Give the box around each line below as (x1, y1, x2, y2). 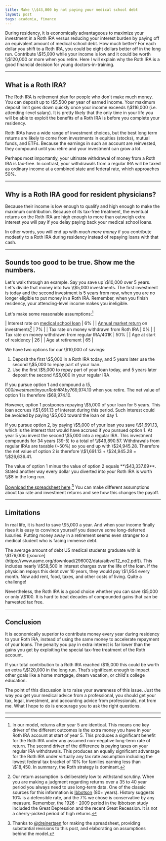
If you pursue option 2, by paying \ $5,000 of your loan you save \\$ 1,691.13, (5, 422, 159, 428)
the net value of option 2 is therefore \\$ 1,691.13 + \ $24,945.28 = (5, 449, 137, 454)
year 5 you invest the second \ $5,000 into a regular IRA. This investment (5, 433, 152, 439)
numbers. (5, 266, 36, 274)
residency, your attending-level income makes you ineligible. (5, 300, 128, 306)
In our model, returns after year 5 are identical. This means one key (12, 722, 149, 728)
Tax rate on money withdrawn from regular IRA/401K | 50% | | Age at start (5, 332, 156, 338)
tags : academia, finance (5, 16, 56, 21)
